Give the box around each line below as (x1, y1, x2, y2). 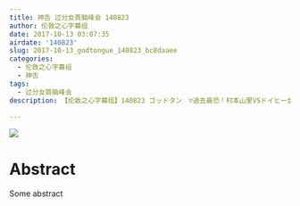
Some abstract (9, 188, 63, 199)
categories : (9, 54, 54, 63)
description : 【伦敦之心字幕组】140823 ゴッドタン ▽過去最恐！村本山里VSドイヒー (9, 95, 287, 105)
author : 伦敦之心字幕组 (9, 21, 88, 30)
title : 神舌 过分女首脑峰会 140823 (9, 12, 129, 22)
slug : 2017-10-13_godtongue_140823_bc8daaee (9, 46, 178, 55)
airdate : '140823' (9, 37, 78, 47)
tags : (9, 79, 29, 88)
